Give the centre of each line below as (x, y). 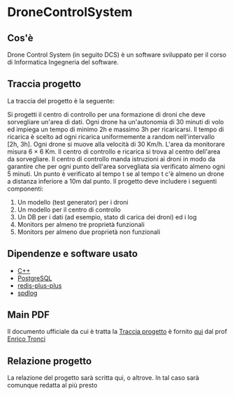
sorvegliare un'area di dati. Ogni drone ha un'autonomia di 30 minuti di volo (116, 122)
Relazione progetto (50, 361)
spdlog (27, 293)
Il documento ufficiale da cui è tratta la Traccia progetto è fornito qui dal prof (117, 332)
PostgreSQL (35, 278)
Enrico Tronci (27, 339)
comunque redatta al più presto (52, 386)
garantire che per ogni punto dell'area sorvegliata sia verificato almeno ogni (116, 166)
